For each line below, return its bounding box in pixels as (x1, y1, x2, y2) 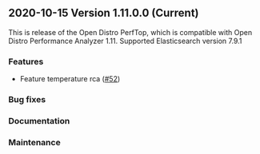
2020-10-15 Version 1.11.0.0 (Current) (8, 6, 199, 20)
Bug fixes (8, 94, 46, 105)
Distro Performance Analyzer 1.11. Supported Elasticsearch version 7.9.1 (8, 36, 242, 45)
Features (8, 56, 44, 67)
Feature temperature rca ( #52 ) (19, 74, 121, 84)
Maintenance (8, 136, 62, 148)
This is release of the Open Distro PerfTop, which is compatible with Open (8, 27, 253, 37)
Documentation (8, 115, 70, 126)
